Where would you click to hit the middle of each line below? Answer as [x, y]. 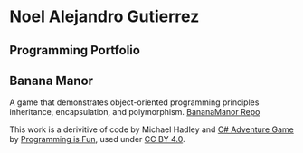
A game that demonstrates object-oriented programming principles [134, 102]
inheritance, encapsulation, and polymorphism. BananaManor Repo [135, 112]
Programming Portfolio [75, 50]
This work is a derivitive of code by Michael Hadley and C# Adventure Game [151, 129]
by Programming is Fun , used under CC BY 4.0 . [97, 139]
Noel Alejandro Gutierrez [104, 17]
